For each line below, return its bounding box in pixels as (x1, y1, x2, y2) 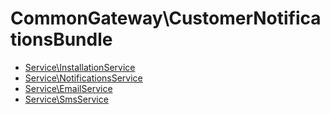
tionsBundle (10, 28, 113, 51)
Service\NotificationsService (24, 72, 143, 84)
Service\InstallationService (24, 61, 136, 73)
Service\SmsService (24, 93, 109, 105)
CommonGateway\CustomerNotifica (10, 7, 322, 30)
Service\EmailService (24, 82, 113, 94)
